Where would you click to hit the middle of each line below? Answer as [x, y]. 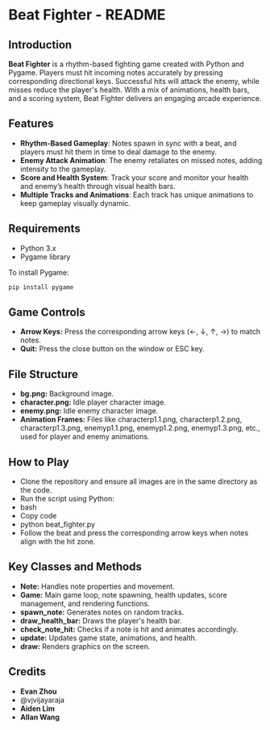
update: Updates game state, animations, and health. [108, 638]
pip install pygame [41, 287]
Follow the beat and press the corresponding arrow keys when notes [134, 533]
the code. [36, 489]
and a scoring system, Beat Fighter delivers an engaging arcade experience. [135, 98]
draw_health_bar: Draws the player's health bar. [101, 620]
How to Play [39, 462]
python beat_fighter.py [57, 524]
